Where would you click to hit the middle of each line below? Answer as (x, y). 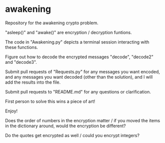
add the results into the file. (33, 82)
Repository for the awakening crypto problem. (52, 23)
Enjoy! (12, 111)
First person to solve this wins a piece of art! (50, 101)
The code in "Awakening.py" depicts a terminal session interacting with (77, 42)
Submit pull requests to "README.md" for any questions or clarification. (78, 92)
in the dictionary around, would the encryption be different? (66, 126)
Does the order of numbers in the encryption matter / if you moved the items (82, 120)
